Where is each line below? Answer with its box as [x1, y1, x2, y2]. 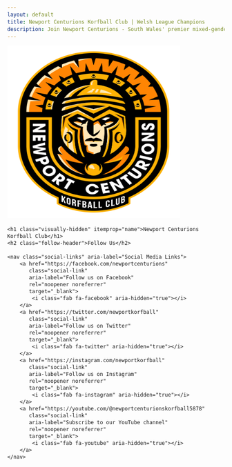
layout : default [7, 11, 54, 18]
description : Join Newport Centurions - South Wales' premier [7, 26, 190, 32]
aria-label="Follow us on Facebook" [28, 275, 135, 281]
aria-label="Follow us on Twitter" [28, 323, 131, 330]
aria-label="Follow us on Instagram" [28, 371, 137, 378]
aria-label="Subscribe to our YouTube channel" [28, 419, 168, 426]
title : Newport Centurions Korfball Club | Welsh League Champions [7, 18, 206, 26]
